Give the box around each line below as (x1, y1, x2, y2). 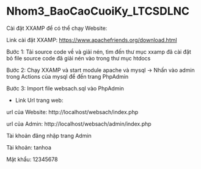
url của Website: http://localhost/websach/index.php (6, 108, 139, 115)
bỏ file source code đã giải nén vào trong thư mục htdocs (6, 54, 151, 62)
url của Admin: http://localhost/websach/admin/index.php (6, 120, 152, 128)
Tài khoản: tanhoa (6, 143, 52, 151)
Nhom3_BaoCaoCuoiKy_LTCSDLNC (6, 4, 190, 18)
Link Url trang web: (15, 96, 64, 104)
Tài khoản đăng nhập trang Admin (6, 132, 92, 139)
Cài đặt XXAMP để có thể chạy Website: (6, 24, 108, 32)
